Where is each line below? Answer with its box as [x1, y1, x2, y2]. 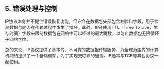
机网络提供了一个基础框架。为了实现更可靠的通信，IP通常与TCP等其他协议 [5, 53, 155, 58]
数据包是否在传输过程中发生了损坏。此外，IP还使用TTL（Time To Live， [9, 24, 154, 30]
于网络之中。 [5, 36, 31, 42]
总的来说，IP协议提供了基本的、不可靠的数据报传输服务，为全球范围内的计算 [5, 46, 159, 52]
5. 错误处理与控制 [5, 4, 58, 13]
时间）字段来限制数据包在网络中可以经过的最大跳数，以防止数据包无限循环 [9, 30, 159, 36]
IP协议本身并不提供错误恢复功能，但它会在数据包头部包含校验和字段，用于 [5, 18, 155, 24]
